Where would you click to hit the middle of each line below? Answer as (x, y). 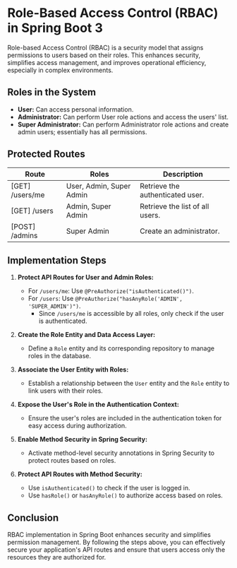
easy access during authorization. (77, 426)
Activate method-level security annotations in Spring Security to (121, 453)
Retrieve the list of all (175, 206)
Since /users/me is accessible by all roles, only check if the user (131, 314)
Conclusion (33, 517)
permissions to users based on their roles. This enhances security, (104, 55)
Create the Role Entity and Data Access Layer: (86, 335)
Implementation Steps (57, 260)
